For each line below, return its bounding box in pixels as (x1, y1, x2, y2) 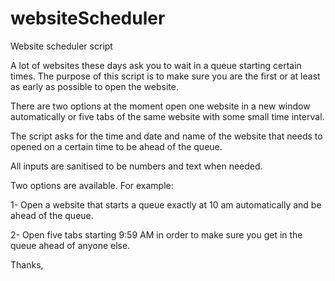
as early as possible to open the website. (10, 80, 179, 92)
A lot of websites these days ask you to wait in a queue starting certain (10, 59, 302, 71)
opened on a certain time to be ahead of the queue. (10, 140, 223, 152)
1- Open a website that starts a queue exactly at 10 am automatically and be (10, 198, 322, 211)
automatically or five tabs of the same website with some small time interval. (10, 110, 325, 122)
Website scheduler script (10, 40, 113, 52)
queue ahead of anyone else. (10, 239, 131, 251)
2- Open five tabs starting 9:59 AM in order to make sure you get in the (10, 228, 303, 241)
